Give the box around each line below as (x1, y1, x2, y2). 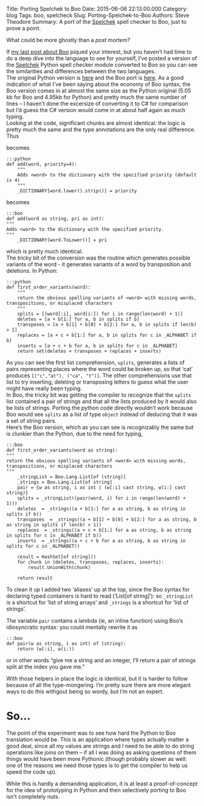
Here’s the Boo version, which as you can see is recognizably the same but (6, 423, 194, 431)
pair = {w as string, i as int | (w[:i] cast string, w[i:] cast (17, 484, 186, 490)
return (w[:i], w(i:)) (17, 646, 75, 652)
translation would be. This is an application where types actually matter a (6, 735, 189, 743)
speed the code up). (6, 768, 57, 776)
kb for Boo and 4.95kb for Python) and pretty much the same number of (6, 94, 187, 101)
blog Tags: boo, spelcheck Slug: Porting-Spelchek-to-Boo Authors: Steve (6, 12, 189, 19)
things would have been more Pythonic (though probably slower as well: (6, 755, 187, 762)
